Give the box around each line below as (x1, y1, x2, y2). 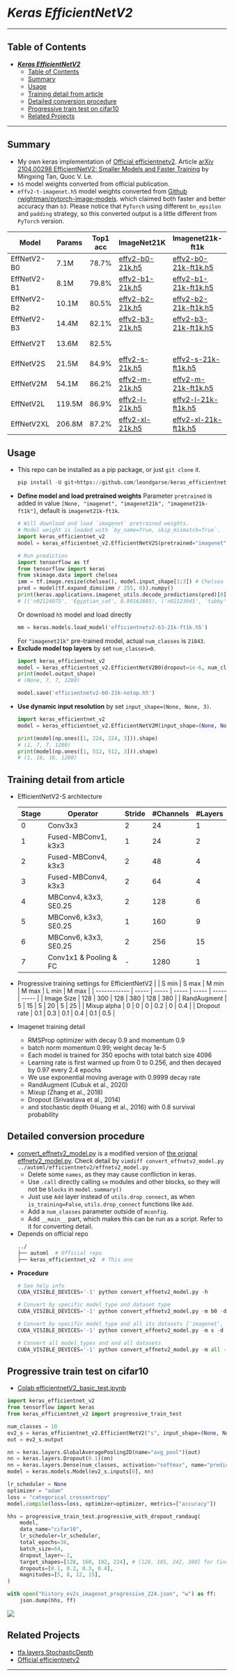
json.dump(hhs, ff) (19, 1597, 77, 1604)
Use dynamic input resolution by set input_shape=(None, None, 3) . (17, 703, 212, 710)
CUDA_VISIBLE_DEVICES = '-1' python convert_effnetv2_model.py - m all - (17, 1346, 227, 1353)
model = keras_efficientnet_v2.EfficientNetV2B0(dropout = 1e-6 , (17, 664, 205, 671)
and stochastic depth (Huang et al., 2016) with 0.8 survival (27, 1103, 196, 1111)
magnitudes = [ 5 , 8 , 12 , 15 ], (19, 1571, 101, 1578)
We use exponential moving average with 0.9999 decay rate (27, 1073, 201, 1081)
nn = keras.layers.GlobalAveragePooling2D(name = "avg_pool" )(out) (7, 1448, 201, 1455)
